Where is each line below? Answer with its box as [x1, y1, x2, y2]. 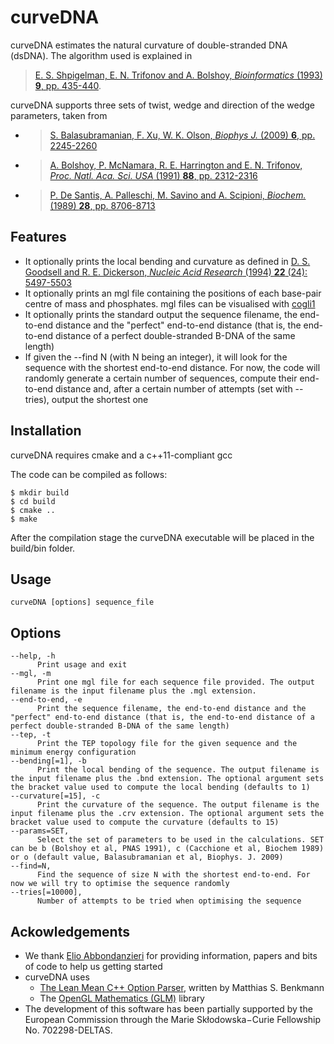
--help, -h [10, 651, 56, 661]
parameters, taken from [10, 109, 108, 121]
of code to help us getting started [24, 961, 163, 972]
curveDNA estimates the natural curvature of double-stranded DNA [10, 39, 288, 51]
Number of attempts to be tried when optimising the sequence [36, 896, 302, 906]
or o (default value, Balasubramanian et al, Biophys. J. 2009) [10, 852, 284, 863]
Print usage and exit [36, 660, 128, 670]
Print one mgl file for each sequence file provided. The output [36, 677, 315, 688]
